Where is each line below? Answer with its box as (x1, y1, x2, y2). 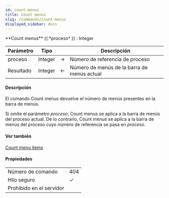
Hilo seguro (8, 176, 35, 183)
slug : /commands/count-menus (5, 17, 66, 22)
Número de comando (8, 168, 58, 175)
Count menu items (5, 144, 44, 151)
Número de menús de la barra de (69, 64, 148, 71)
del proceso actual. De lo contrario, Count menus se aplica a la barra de (5, 116, 154, 122)
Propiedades (5, 156, 33, 162)
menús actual (69, 70, 102, 77)
